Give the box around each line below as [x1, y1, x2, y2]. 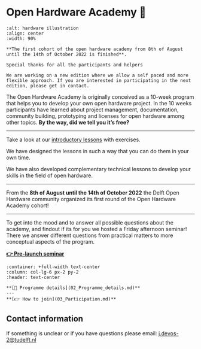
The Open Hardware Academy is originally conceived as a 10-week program [6, 93, 194, 101]
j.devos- [158, 329, 179, 337]
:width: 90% [6, 35, 36, 41]
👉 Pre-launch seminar [6, 250, 65, 257]
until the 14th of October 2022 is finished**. [6, 51, 127, 57]
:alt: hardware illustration [6, 25, 79, 31]
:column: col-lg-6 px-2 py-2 [6, 269, 79, 275]
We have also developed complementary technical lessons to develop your [6, 165, 191, 172]
